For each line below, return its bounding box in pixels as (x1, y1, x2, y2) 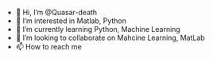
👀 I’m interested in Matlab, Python (15, 16, 127, 26)
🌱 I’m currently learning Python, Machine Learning (15, 25, 180, 33)
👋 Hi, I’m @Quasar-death (15, 8, 98, 17)
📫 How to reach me (15, 42, 82, 51)
